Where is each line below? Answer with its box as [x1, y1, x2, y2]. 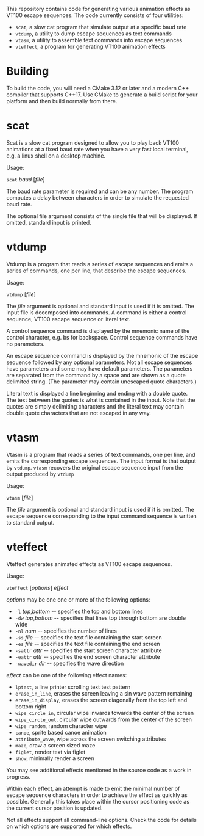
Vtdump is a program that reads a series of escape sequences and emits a [6, 260, 194, 267]
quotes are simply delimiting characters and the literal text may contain [6, 402, 185, 410]
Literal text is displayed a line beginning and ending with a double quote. [6, 390, 188, 397]
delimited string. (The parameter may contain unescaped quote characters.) [6, 378, 197, 385]
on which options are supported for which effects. [6, 823, 132, 830]
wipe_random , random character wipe [15, 722, 107, 729]
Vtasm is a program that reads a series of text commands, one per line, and [6, 451, 195, 458]
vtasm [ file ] [6, 494, 33, 501]
